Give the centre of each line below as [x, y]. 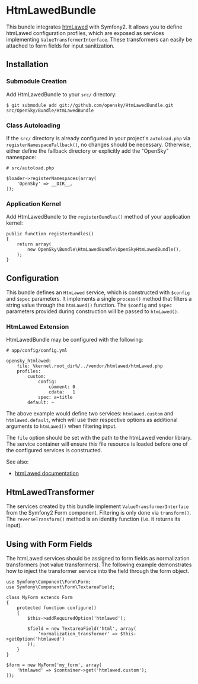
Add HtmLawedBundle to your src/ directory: [61, 94]
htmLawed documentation [47, 474]
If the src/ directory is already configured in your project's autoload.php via [98, 138]
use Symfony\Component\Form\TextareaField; [61, 587]
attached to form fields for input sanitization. [60, 46]
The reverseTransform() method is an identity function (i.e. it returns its [93, 519]
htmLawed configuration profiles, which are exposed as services [85, 33]
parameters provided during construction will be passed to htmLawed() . [92, 311]
